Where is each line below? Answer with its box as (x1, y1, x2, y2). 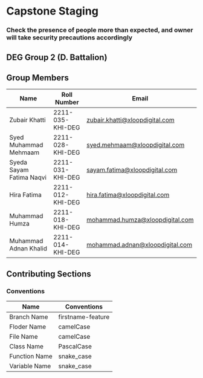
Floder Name (9, 322, 47, 331)
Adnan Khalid (9, 244, 47, 253)
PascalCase (58, 342, 92, 350)
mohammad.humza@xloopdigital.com (86, 216, 194, 224)
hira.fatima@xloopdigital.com (86, 191, 170, 199)
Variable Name (9, 362, 51, 370)
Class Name (9, 342, 44, 350)
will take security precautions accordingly (6, 33, 133, 42)
